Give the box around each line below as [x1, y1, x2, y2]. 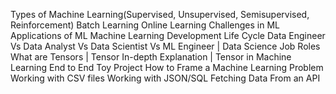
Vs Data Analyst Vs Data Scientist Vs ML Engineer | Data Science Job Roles [10, 40, 321, 52]
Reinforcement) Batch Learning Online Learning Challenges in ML [10, 19, 280, 31]
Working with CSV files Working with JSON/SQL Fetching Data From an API [10, 72, 321, 84]
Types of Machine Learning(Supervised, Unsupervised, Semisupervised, [10, 9, 310, 20]
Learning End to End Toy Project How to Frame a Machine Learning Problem [10, 62, 324, 73]
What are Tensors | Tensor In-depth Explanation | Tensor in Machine [10, 51, 292, 63]
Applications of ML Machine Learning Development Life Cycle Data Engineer [10, 30, 326, 41]
